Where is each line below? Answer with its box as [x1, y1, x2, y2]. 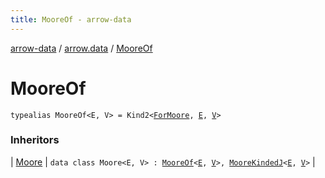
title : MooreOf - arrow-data [10, 14, 132, 25]
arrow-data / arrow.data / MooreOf [10, 42, 153, 54]
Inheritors [10, 133, 60, 147]
